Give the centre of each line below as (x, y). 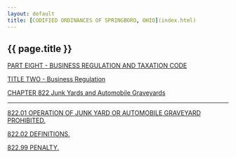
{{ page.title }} (40, 49)
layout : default (31, 14)
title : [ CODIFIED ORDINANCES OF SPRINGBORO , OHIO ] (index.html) (102, 20)
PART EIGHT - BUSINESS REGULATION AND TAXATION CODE (97, 66)
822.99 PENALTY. (33, 147)
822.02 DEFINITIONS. (39, 134)
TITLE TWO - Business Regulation (57, 79)
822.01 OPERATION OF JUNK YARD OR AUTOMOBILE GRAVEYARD (104, 113)
